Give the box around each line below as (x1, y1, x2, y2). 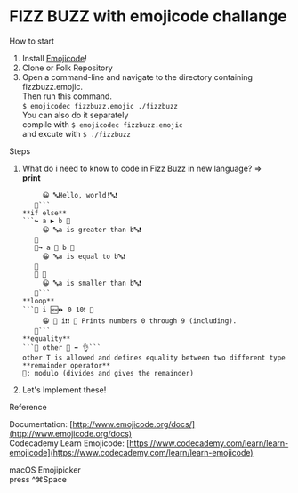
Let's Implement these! (21, 384, 107, 395)
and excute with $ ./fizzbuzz (21, 128, 131, 139)
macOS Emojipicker (9, 465, 82, 475)
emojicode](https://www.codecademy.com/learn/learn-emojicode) (9, 447, 254, 457)
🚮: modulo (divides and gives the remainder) (21, 368, 194, 377)
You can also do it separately (21, 109, 129, 120)
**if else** (21, 208, 67, 217)
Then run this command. (21, 91, 113, 101)
